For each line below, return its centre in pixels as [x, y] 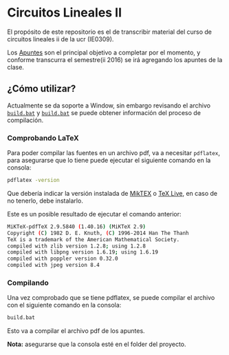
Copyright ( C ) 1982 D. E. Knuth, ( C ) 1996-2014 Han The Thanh [98, 233]
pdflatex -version [33, 181]
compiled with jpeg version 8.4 [53, 265]
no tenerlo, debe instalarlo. [45, 201]
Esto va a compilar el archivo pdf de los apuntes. [76, 331]
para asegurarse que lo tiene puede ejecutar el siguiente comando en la [109, 161]
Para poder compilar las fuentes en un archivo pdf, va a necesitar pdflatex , [113, 153]
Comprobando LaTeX [43, 138]
